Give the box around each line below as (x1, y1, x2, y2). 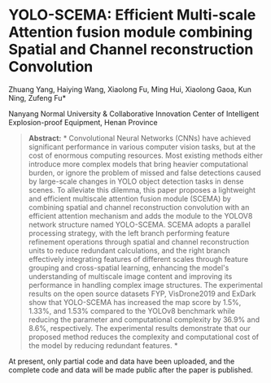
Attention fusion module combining (8, 23, 253, 41)
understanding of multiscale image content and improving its (28, 271, 233, 281)
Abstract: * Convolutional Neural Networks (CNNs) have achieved (28, 133, 251, 143)
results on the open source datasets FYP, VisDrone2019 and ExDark (28, 289, 256, 298)
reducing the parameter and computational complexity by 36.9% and (28, 315, 260, 324)
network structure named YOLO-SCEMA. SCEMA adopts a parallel (28, 220, 251, 229)
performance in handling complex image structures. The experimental (28, 280, 263, 289)
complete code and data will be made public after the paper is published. (8, 364, 254, 375)
